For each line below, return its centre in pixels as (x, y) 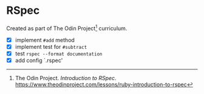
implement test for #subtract (51, 46)
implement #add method (45, 40)
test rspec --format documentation (59, 53)
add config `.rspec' (39, 60)
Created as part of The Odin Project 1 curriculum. (67, 28)
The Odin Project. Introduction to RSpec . (66, 78)
